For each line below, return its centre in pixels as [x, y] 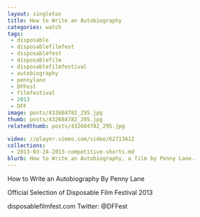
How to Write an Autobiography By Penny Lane [76, 179]
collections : [27, 145]
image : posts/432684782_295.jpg [55, 113]
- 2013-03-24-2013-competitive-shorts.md [72, 152]
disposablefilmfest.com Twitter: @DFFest [67, 206]
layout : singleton [34, 14]
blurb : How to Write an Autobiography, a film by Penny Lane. [101, 159]
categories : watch [34, 27]
